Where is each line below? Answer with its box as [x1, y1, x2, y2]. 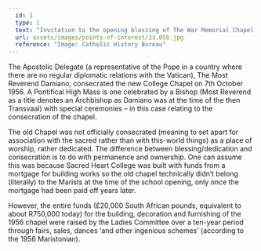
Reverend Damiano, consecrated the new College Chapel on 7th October [8, 79, 244, 89]
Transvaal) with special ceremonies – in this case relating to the [8, 104, 213, 114]
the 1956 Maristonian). [8, 235, 81, 244]
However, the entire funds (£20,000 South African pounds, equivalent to [8, 201, 241, 210]
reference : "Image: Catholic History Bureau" [15, 41, 167, 49]
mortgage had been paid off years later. [8, 186, 136, 195]
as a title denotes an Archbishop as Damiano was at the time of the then [8, 96, 241, 105]
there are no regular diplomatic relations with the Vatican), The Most [8, 71, 229, 80]
